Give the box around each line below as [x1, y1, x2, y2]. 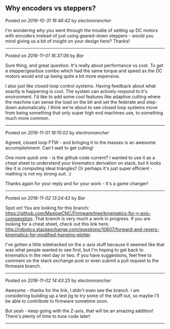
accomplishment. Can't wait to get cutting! [5, 145, 94, 151]
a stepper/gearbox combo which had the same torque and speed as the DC [5, 68, 163, 74]
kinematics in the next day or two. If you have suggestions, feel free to [5, 252, 152, 258]
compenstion [5, 215, 33, 221]
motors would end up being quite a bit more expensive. [5, 73, 120, 79]
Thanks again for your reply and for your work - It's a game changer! [5, 180, 148, 186]
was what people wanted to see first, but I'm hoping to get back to [5, 247, 144, 253]
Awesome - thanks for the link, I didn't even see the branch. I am [5, 287, 140, 293]
